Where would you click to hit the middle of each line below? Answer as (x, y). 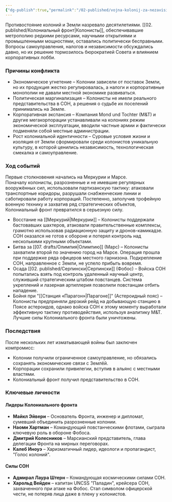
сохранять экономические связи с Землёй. (60, 363)
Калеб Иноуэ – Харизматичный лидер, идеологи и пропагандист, (84, 449)
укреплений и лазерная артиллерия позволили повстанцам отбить (86, 285)
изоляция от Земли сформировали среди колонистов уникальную (85, 142)
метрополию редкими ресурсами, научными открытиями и (71, 35)
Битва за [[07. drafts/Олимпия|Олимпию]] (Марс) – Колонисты (80, 247)
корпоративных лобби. (30, 57)
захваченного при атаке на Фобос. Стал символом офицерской (82, 488)
